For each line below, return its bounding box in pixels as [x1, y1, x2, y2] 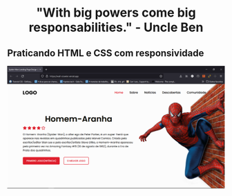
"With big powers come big [36, 5, 196, 21]
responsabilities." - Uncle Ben [28, 19, 204, 35]
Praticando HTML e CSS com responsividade [7, 47, 204, 59]
